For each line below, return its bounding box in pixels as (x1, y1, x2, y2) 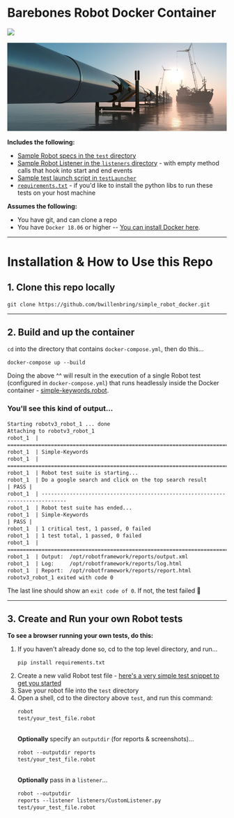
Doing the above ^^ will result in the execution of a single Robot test (7, 371, 201, 380)
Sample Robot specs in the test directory (17, 151, 136, 160)
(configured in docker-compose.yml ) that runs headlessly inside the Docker (7, 379, 219, 387)
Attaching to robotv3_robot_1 (7, 427, 95, 434)
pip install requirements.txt (17, 660, 106, 667)
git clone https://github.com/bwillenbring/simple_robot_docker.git (7, 301, 210, 308)
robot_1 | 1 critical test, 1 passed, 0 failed (7, 525, 151, 532)
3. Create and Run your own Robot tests (7, 613, 183, 625)
